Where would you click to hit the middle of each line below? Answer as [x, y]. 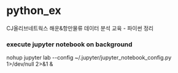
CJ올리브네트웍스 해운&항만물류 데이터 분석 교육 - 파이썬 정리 [80, 28]
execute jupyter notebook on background [70, 44]
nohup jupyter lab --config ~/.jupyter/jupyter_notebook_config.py [89, 58]
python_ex [34, 11]
